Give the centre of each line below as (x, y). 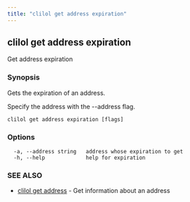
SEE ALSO (25, 175)
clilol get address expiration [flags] (66, 119)
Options (21, 137)
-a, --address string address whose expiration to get (99, 152)
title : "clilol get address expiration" (67, 14)
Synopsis (23, 77)
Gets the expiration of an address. (56, 93)
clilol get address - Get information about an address (94, 191)
